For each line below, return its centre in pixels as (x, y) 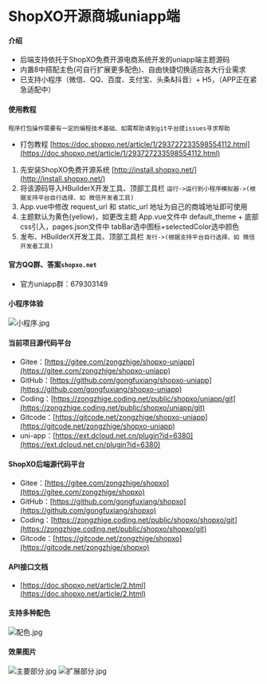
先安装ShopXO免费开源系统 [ (67, 169)
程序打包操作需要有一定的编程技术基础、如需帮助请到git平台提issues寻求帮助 (119, 128)
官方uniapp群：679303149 (64, 283)
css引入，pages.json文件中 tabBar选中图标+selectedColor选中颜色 (130, 226)
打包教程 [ (36, 144)
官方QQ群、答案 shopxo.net (53, 265)
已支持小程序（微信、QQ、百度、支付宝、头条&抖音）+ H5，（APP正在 (135, 80)
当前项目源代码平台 (40, 342)
